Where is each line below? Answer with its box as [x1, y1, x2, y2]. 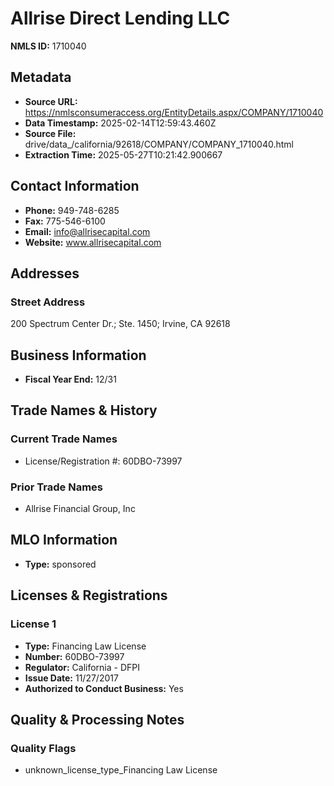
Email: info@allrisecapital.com [24, 225, 151, 237]
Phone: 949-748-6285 [24, 204, 120, 216]
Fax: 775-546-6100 [24, 215, 106, 227]
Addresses [10, 265, 80, 282]
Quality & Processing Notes [10, 711, 185, 728]
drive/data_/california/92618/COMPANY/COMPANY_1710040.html [24, 138, 294, 150]
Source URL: [24, 95, 78, 107]
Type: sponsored [24, 558, 97, 570]
